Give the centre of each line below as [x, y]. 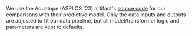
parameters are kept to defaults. [45, 27]
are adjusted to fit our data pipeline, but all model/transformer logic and [93, 21]
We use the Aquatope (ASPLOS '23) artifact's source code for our [86, 8]
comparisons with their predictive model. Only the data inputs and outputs [96, 15]
